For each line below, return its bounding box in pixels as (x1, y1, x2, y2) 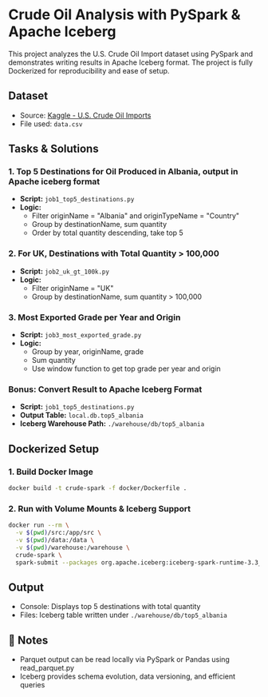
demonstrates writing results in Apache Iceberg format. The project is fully (8, 58, 254, 67)
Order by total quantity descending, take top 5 (31, 228, 183, 237)
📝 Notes (8, 633, 49, 647)
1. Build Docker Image (8, 466, 93, 477)
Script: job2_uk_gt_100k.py (19, 266, 110, 276)
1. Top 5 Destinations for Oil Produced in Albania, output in (8, 166, 238, 177)
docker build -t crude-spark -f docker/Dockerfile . (8, 484, 187, 492)
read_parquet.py (19, 663, 74, 673)
